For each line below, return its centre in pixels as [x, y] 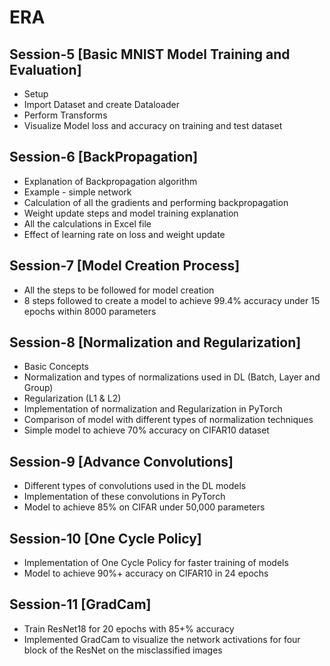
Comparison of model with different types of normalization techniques [168, 420]
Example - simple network [77, 192]
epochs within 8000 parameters [90, 311]
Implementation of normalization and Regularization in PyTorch [153, 409]
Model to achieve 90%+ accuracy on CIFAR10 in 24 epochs [146, 573]
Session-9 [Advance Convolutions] [121, 461]
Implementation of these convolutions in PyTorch [124, 497]
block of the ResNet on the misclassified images [123, 650]
